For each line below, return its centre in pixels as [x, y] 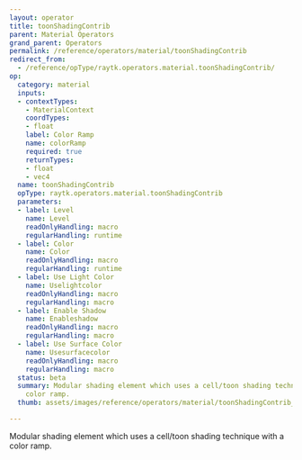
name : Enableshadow [62, 319]
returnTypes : [50, 160]
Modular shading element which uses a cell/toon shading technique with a [147, 436]
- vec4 [38, 176]
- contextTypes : [48, 101]
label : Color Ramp [60, 135]
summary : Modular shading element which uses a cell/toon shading [144, 386]
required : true [54, 151]
